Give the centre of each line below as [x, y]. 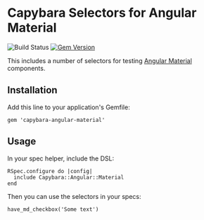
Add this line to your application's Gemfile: [69, 107]
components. [26, 68]
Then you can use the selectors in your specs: [74, 196]
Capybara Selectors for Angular [102, 13]
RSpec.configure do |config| [50, 171]
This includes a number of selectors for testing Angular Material [100, 60]
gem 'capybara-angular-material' [56, 120]
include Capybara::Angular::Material [69, 177]
